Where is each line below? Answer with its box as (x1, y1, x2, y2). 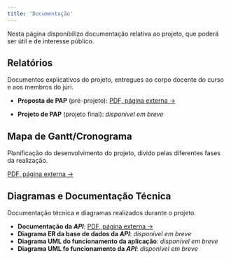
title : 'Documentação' (7, 10, 73, 17)
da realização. (7, 157, 48, 165)
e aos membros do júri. (7, 83, 74, 92)
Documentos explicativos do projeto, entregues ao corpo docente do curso (7, 75, 224, 84)
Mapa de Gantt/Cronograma (7, 130, 132, 142)
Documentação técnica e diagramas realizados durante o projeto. (7, 209, 197, 217)
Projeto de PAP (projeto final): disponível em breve (17, 110, 164, 119)
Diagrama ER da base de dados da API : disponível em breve (17, 230, 192, 238)
